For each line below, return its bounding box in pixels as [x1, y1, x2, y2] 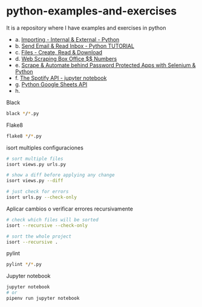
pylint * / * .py [6, 261, 42, 268]
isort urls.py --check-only [6, 194, 77, 200]
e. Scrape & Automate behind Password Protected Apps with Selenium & [15, 62, 196, 69]
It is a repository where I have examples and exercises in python [6, 24, 166, 31]
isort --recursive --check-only [6, 222, 88, 229]
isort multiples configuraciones [6, 144, 83, 151]
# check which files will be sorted [6, 217, 99, 223]
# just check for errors [6, 189, 69, 195]
